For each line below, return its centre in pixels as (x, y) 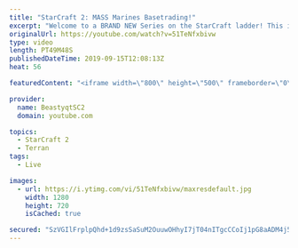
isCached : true (53, 214)
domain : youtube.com (55, 116)
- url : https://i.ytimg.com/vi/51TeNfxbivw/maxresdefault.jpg (134, 189)
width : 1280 (47, 197)
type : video (31, 42)
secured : (25, 230)
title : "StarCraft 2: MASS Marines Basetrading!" (103, 17)
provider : (27, 99)
